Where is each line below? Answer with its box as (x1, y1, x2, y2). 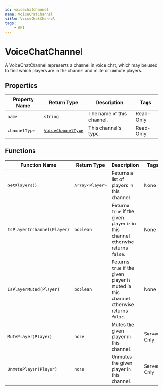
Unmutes (111, 354, 132, 360)
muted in (111, 283, 132, 290)
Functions (5, 147, 36, 155)
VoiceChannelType (43, 128, 84, 133)
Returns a (111, 169, 133, 176)
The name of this (88, 110, 127, 117)
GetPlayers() (7, 182, 38, 188)
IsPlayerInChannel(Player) (7, 227, 70, 232)
